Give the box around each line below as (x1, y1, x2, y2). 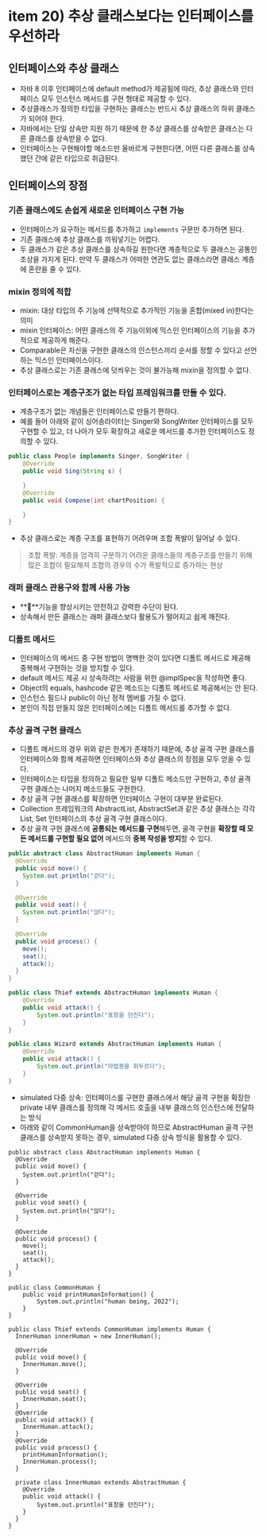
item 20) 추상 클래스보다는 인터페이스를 (8, 7, 254, 25)
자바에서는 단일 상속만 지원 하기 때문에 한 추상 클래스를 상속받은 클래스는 (19, 124, 245, 133)
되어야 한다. (28, 114, 65, 123)
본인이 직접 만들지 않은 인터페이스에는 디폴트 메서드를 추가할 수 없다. (19, 702, 232, 712)
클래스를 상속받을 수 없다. (28, 134, 107, 143)
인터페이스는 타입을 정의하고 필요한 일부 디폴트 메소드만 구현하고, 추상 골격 (19, 774, 252, 784)
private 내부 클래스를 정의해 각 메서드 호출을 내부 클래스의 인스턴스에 (19, 1103, 233, 1112)
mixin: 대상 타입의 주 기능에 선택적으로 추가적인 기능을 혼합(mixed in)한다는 (19, 305, 254, 315)
